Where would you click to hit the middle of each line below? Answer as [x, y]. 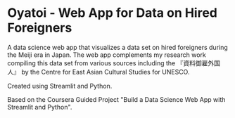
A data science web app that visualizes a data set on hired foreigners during [118, 47]
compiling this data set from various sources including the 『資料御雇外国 [114, 63]
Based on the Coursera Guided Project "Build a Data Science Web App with [116, 99]
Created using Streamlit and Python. [60, 86]
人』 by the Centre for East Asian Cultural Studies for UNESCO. [99, 72]
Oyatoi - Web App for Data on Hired [113, 13]
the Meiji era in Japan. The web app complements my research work [107, 55]
